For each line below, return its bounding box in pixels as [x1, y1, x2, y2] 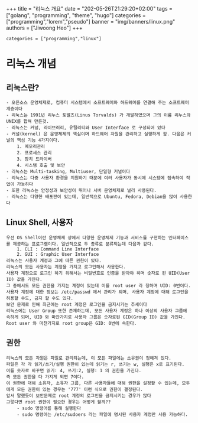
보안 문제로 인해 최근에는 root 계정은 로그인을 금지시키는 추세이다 [6, 301, 148, 307]
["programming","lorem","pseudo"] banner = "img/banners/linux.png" [6, 18, 176, 25]
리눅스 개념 [6, 57, 57, 71]
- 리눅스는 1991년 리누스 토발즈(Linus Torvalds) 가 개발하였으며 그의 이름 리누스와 [6, 112, 191, 118]
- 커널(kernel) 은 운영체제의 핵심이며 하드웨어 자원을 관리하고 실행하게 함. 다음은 [6, 131, 185, 137]
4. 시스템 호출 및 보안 [17, 162, 66, 168]
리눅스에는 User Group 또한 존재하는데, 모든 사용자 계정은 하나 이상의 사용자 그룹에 [6, 308, 187, 314]
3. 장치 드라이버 [17, 156, 52, 162]
